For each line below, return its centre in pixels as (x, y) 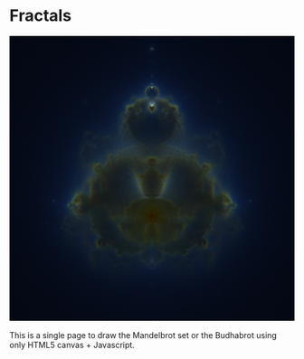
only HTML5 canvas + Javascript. (72, 345)
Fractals (41, 16)
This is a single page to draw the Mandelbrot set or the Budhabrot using (143, 335)
